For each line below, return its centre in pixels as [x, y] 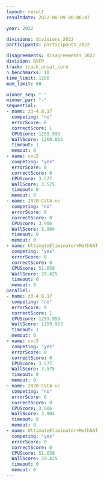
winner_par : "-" [26, 100]
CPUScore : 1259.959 [36, 319]
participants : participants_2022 [48, 45]
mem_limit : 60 [24, 84]
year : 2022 [20, 28]
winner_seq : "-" [26, 95]
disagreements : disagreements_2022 [51, 56]
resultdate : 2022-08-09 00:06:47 [48, 17]
